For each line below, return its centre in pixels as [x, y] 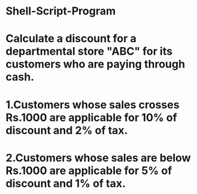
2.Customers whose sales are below [98, 158]
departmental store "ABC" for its [89, 52]
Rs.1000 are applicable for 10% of [91, 117]
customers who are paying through [95, 64]
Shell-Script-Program [61, 11]
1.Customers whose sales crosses [93, 105]
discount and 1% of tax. [66, 183]
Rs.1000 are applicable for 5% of [89, 171]
